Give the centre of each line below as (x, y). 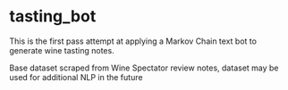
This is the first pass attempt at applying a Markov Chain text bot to (133, 41)
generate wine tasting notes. (62, 50)
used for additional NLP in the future (76, 77)
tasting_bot (53, 16)
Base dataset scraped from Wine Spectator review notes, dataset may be (144, 68)
